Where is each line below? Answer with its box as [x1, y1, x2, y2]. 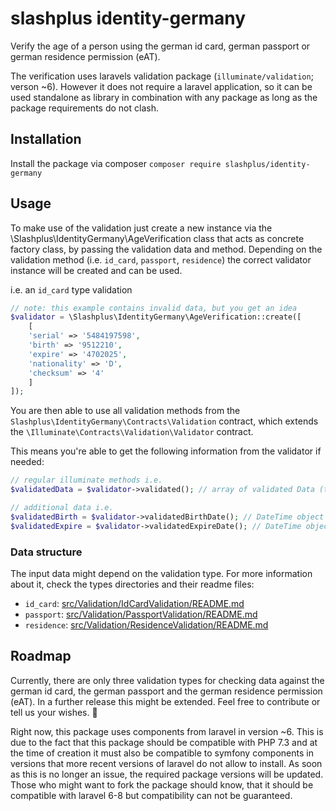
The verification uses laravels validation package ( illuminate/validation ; [10, 70, 314, 82]
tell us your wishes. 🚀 [10, 706, 98, 718]
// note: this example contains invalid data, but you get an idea [10, 303, 298, 313]
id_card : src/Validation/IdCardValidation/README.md [24, 597, 245, 609]
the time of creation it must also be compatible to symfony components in [10, 747, 314, 759]
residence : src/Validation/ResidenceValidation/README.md [24, 618, 269, 631]
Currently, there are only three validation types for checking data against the [10, 674, 325, 686]
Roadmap [10, 648, 72, 665]
